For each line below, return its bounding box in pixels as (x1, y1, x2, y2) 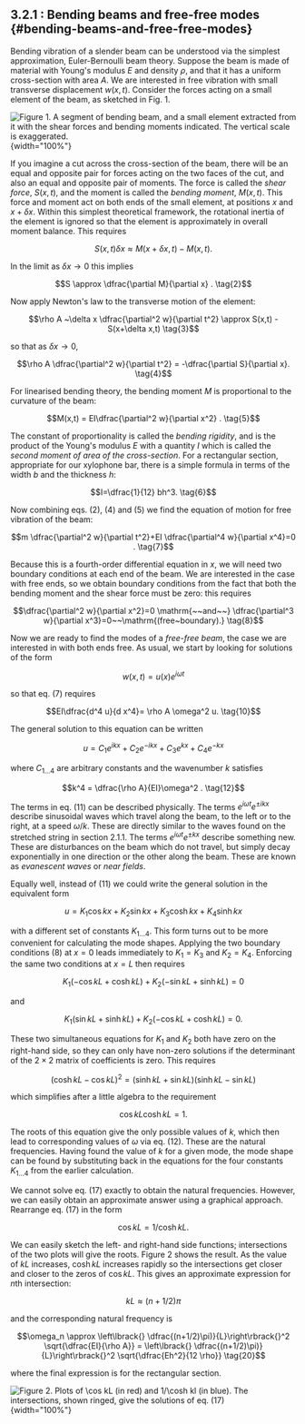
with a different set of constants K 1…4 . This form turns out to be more (10, 925, 269, 938)
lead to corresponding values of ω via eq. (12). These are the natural (10, 1136, 266, 1147)
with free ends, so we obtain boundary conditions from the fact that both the (10, 578, 297, 588)
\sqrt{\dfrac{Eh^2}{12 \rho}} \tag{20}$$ (117, 1350, 266, 1361)
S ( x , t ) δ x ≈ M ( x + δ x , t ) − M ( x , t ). (94, 242, 212, 253)
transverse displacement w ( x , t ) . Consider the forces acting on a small (10, 84, 272, 94)
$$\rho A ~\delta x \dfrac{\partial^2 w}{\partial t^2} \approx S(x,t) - (28, 313, 279, 324)
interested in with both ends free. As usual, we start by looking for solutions (10, 642, 293, 653)
